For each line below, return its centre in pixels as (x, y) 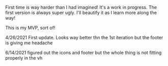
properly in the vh (24, 58)
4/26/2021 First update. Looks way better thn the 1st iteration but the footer (84, 38)
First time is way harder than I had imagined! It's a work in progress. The (81, 7)
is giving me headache (29, 43)
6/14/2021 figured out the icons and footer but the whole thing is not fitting (83, 53)
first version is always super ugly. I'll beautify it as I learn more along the (81, 13)
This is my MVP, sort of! (30, 28)
